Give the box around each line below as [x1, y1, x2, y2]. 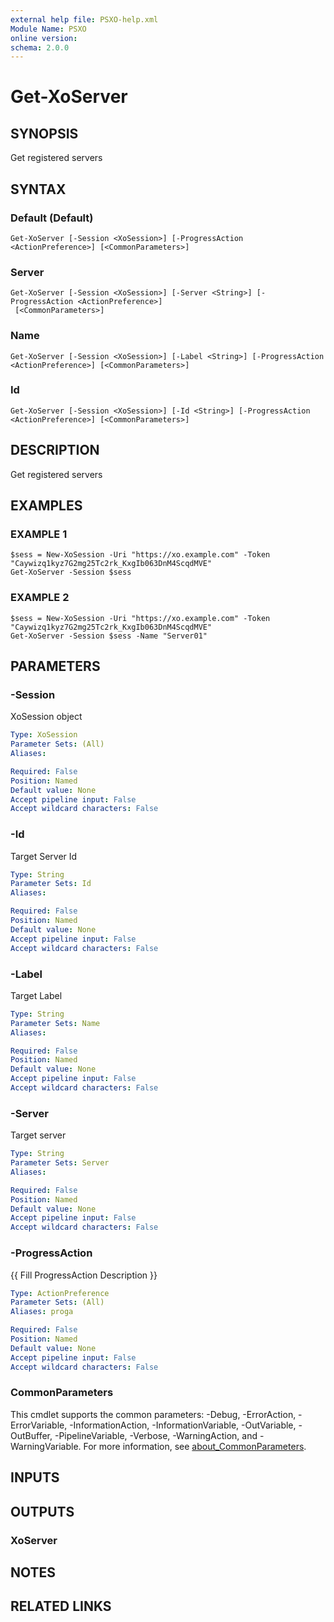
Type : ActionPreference [10, 1288, 110, 1298]
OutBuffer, [10, 1429, 53, 1441]
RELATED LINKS [10, 1598, 112, 1615]
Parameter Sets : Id [10, 879, 92, 889]
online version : [10, 33, 78, 43]
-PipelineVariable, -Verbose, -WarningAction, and [54, 1429, 258, 1441]
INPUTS [10, 1469, 60, 1486]
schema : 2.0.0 [10, 42, 70, 53]
